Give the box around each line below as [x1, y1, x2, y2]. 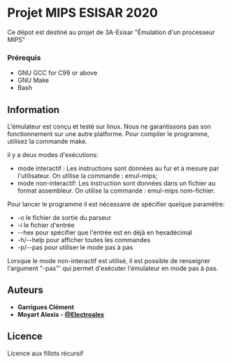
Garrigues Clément [17, 302, 75, 311]
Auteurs [7, 284, 44, 296]
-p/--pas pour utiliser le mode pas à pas [17, 243, 133, 252]
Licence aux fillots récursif [7, 349, 84, 357]
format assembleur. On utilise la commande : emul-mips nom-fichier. [17, 186, 215, 195]
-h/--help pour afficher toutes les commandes [17, 236, 151, 244]
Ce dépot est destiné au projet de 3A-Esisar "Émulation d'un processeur [7, 28, 215, 36]
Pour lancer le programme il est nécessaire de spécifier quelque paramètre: [7, 200, 225, 209]
